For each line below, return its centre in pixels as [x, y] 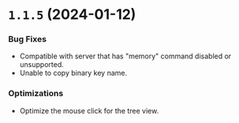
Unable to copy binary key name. [73, 73]
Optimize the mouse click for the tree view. [89, 110]
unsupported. [42, 65]
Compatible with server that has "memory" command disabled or [125, 56]
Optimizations [36, 94]
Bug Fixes [28, 39]
